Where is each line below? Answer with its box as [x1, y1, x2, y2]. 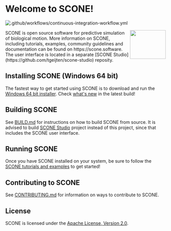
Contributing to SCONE [5, 178, 80, 187]
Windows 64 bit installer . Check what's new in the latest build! [5, 90, 136, 97]
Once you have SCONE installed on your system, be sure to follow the [5, 158, 152, 164]
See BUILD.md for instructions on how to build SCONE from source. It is [5, 119, 156, 125]
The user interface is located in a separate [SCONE [5, 52, 112, 58]
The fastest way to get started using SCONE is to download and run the [5, 85, 155, 91]
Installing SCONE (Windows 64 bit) [5, 72, 119, 81]
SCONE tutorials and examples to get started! [5, 164, 101, 170]
